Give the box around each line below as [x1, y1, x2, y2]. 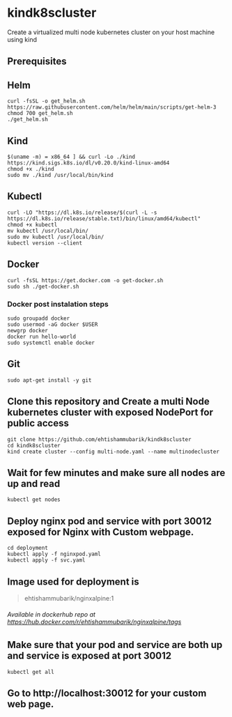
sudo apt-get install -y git [7, 376, 92, 384]
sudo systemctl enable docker [7, 339, 95, 346]
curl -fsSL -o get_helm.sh [7, 98, 86, 105]
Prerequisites [7, 56, 67, 68]
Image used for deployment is [7, 576, 139, 587]
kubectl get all [7, 668, 54, 675]
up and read [7, 477, 61, 489]
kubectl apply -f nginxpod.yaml [7, 550, 101, 558]
